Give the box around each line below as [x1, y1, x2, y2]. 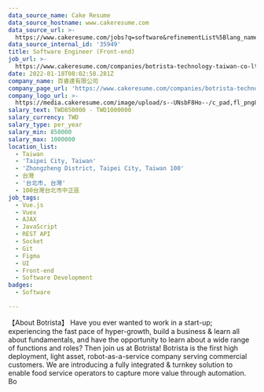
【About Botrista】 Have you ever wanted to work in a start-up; [8, 318, 213, 327]
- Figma [15, 252, 41, 260]
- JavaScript [15, 223, 58, 231]
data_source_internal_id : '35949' [8, 41, 122, 49]
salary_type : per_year [8, 121, 82, 129]
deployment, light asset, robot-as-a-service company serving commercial [8, 351, 247, 361]
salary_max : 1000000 [8, 135, 76, 143]
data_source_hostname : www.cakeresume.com [8, 19, 149, 27]
